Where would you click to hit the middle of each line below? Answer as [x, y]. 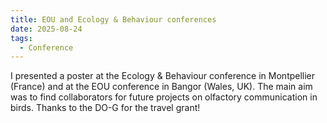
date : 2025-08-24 [46, 29]
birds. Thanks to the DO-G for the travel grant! [105, 108]
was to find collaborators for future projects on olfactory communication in [164, 97]
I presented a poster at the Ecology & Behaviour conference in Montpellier [163, 76]
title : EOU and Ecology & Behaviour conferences [113, 19]
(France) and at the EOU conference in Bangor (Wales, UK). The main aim [161, 87]
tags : [21, 38]
